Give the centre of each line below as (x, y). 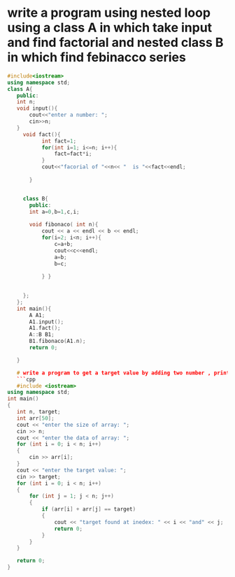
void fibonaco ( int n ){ (64, 225)
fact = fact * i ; (73, 154)
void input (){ (37, 109)
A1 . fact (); (45, 328)
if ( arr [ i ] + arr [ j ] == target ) (89, 509)
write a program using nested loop (109, 13)
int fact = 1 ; (59, 141)
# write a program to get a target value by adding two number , (114, 373)
